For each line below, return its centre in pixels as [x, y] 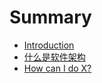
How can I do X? [57, 68]
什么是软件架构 [54, 57]
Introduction [49, 45]
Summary [50, 17]
